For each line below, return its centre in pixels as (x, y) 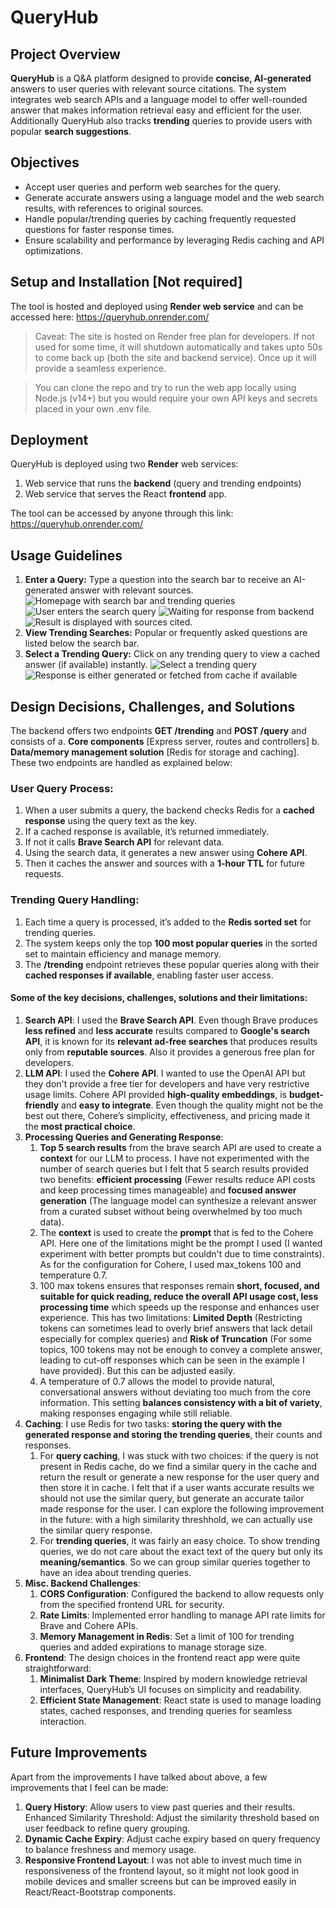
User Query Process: (62, 788)
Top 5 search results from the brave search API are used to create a (180, 1147)
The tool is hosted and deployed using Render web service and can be (157, 306)
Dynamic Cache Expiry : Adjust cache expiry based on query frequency (172, 1838)
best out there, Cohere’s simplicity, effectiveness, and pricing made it (167, 1115)
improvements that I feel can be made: (89, 1787)
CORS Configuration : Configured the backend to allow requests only (182, 1593)
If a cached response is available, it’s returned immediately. (147, 832)
